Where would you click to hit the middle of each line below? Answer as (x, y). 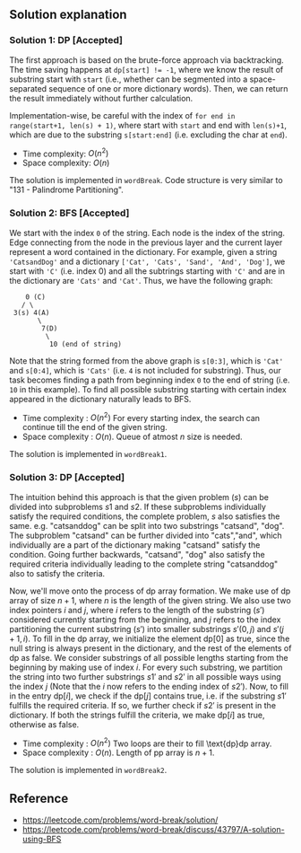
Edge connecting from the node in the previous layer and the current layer (146, 242)
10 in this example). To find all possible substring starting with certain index (148, 389)
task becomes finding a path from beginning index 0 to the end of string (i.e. (150, 380)
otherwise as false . (44, 724)
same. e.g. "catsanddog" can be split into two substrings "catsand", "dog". (147, 525)
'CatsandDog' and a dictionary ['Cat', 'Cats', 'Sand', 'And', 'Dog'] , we (147, 261)
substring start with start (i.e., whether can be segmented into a (129, 79)
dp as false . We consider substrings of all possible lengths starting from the (149, 657)
